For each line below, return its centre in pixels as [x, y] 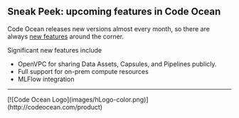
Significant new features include [54, 50]
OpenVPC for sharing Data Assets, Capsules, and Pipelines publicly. [117, 64]
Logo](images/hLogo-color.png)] [100, 100]
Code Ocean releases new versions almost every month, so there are [108, 28]
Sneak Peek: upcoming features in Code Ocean [114, 12]
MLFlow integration [46, 79]
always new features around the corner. [66, 36]
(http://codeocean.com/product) [55, 107]
